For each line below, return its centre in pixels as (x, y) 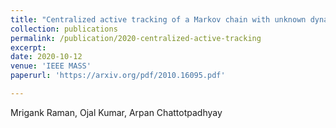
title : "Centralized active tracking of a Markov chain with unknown (158, 19)
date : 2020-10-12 (46, 57)
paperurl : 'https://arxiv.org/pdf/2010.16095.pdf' (118, 76)
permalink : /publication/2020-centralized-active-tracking (136, 38)
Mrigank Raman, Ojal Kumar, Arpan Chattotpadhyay (116, 112)
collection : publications (64, 29)
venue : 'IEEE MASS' (51, 66)
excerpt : (28, 47)
